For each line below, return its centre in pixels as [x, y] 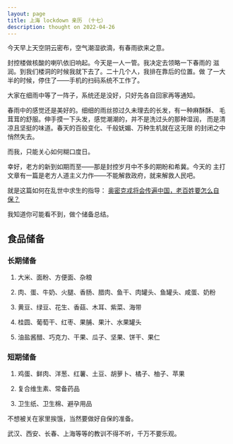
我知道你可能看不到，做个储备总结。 [60, 214]
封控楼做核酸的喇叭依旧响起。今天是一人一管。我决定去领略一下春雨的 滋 [113, 63]
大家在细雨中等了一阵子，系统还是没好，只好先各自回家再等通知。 [103, 95]
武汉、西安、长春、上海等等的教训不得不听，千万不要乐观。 [94, 433]
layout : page [26, 14]
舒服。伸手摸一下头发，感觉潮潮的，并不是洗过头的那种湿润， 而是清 [126, 119]
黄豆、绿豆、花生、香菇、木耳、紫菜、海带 [79, 307]
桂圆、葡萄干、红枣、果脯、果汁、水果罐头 [79, 322]
